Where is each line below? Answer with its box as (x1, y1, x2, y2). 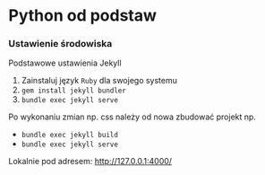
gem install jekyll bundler (21, 86, 126, 95)
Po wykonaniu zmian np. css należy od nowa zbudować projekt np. (8, 111, 257, 122)
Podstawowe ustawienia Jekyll (8, 57, 122, 68)
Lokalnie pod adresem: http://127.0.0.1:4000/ (8, 156, 172, 167)
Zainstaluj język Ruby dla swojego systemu (21, 75, 178, 86)
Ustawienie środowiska (8, 38, 113, 50)
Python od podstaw (8, 5, 158, 26)
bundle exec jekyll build (21, 131, 118, 140)
